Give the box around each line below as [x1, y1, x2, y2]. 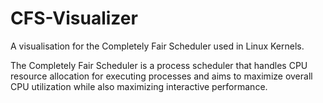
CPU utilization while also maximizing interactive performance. [10, 80, 268, 92]
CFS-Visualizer [10, 7, 138, 30]
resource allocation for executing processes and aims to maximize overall [10, 70, 313, 82]
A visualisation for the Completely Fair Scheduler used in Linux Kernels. [10, 40, 305, 52]
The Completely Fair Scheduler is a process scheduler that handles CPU [10, 59, 308, 71]
